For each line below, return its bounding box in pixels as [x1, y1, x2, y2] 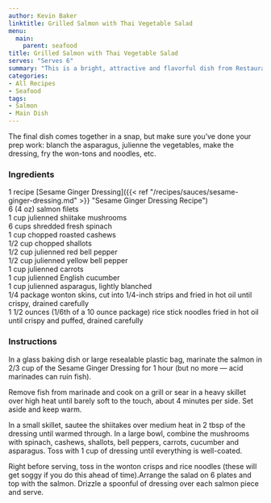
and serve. [8, 487, 44, 497]
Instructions [8, 336, 58, 347]
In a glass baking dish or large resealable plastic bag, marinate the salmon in [8, 354, 262, 364]
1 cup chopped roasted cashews [8, 230, 117, 240]
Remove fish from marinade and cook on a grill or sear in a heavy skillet [8, 387, 246, 396]
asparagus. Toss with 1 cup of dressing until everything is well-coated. [8, 446, 243, 455]
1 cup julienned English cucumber [8, 273, 120, 283]
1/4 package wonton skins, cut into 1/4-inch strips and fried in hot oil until [8, 290, 252, 300]
